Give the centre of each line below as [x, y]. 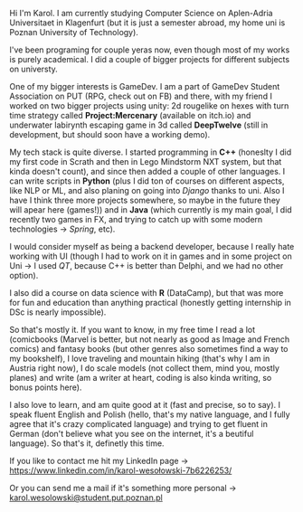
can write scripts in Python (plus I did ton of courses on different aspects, [147, 181]
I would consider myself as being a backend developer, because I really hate [152, 247]
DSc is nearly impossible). [58, 312]
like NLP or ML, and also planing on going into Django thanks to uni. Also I [147, 190]
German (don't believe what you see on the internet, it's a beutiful [132, 434]
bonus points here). [46, 387]
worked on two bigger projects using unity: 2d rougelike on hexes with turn [149, 106]
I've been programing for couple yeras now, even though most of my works [150, 50]
